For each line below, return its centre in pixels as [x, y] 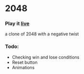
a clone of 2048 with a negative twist [42, 34]
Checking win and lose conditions [46, 57]
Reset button [25, 62]
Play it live [17, 24]
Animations [23, 67]
